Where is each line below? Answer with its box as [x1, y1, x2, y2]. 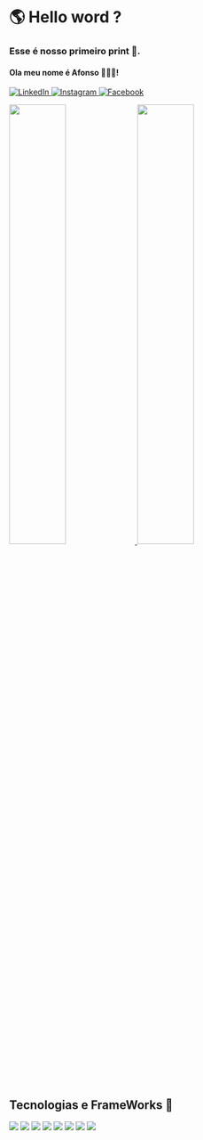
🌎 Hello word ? [9, 7, 122, 28]
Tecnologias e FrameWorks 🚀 [9, 1097, 174, 1112]
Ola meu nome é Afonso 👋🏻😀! [9, 67, 120, 77]
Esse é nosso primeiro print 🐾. [9, 45, 141, 58]
